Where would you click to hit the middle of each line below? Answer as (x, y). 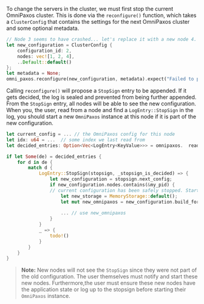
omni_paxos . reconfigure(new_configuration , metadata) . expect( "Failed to (100, 79)
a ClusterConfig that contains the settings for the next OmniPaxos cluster (98, 22)
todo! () (59, 236)
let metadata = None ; (34, 73)
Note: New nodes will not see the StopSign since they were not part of (109, 270)
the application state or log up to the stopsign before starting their (104, 289)
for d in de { (35, 162)
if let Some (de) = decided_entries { (54, 157)
